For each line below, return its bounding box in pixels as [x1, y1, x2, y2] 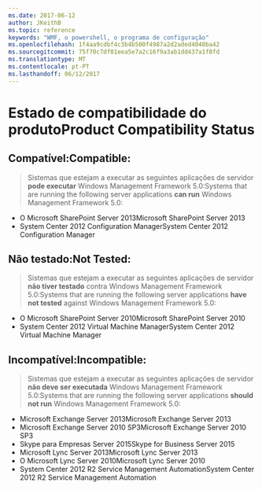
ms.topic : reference [8, 26, 76, 34]
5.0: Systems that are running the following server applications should [27, 391, 254, 400]
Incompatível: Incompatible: [8, 353, 147, 367]
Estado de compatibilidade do [8, 104, 207, 122]
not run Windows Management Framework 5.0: [27, 399, 181, 409]
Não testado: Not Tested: [8, 252, 131, 266]
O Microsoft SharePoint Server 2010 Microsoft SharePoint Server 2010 [19, 314, 245, 323]
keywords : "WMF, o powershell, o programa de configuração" [8, 33, 210, 42]
